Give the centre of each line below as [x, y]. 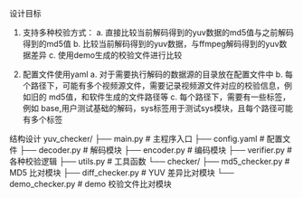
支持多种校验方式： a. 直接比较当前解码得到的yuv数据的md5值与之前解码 [158, 33]
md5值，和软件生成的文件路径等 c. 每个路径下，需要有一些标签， [170, 97]
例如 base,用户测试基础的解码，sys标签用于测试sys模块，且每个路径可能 [158, 108]
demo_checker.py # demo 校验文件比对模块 [90, 184]
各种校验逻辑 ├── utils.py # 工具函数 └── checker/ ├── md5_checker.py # [150, 161]
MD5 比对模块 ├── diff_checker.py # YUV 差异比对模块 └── [122, 173]
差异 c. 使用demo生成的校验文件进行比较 [106, 55]
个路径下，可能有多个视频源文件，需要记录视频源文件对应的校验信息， [153, 85]
